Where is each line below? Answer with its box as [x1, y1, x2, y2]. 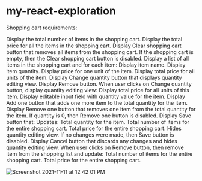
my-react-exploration [6, 4, 116, 18]
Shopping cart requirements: [6, 24, 78, 31]
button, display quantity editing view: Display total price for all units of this [6, 86, 189, 93]
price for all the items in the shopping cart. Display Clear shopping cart [6, 42, 182, 49]
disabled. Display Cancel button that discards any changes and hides [6, 137, 177, 144]
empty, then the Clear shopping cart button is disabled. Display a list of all [6, 55, 189, 62]
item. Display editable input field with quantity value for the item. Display [6, 93, 185, 100]
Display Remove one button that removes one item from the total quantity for [6, 105, 196, 113]
